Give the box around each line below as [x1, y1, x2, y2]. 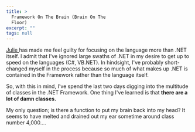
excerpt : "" [6, 25, 35, 31]
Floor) [11, 19, 28, 25]
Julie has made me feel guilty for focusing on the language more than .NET [6, 46, 187, 53]
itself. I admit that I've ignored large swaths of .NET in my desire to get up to [6, 53, 189, 60]
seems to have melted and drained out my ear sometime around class [6, 113, 175, 120]
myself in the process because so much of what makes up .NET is [28, 65, 189, 72]
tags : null [6, 31, 33, 36]
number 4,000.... [6, 119, 47, 126]
